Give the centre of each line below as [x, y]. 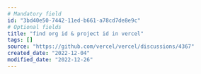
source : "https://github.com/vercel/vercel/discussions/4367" [101, 47]
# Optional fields [34, 27]
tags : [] [20, 40]
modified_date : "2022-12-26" [50, 60]
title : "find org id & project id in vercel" [75, 33]
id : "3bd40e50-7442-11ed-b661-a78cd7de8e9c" [74, 20]
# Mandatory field [34, 14]
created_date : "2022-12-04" [49, 54]
